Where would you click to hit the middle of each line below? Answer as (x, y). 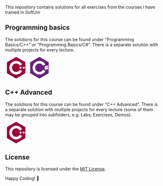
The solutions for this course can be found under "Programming (70, 39)
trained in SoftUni (23, 12)
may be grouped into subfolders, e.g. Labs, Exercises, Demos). (69, 115)
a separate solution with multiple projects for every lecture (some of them (79, 109)
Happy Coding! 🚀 (22, 179)
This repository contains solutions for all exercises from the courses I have (80, 7)
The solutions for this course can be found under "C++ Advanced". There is (81, 104)
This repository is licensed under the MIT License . (56, 169)
